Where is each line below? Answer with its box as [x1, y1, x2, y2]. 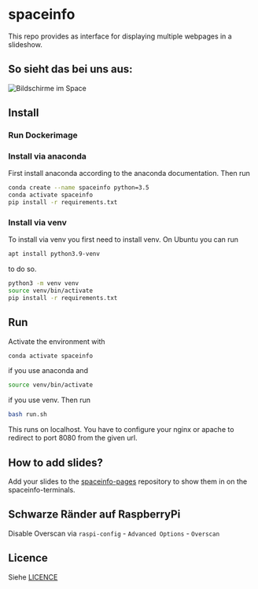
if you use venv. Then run [8, 395, 91, 405]
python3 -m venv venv [8, 280, 79, 287]
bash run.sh [8, 411, 47, 419]
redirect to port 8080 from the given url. [8, 434, 138, 443]
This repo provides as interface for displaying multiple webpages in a [8, 31, 232, 41]
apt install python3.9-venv [8, 250, 101, 258]
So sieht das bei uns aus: [8, 63, 133, 76]
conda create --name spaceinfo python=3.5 [8, 184, 149, 192]
